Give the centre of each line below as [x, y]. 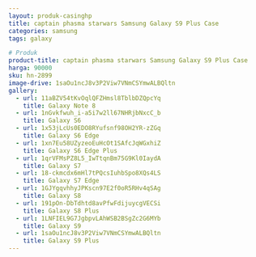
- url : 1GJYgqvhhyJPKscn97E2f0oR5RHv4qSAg [88, 188]
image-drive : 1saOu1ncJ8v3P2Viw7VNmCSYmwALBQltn [92, 83]
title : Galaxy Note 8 [59, 106]
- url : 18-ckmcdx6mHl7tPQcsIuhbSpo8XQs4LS [88, 173]
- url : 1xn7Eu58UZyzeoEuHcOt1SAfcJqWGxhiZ [88, 143]
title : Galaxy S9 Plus [61, 241]
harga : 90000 [30, 68]
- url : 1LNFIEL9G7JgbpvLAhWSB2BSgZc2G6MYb [88, 218]
